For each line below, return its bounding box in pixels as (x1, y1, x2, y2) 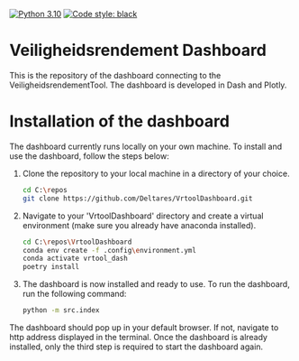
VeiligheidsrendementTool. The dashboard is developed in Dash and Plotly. (9, 79, 287, 90)
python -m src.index (22, 306, 100, 315)
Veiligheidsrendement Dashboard (9, 41, 267, 60)
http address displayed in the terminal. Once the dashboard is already (9, 332, 268, 342)
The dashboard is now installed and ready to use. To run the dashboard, (22, 279, 290, 290)
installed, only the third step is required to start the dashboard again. (9, 341, 264, 352)
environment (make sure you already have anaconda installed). (22, 219, 257, 230)
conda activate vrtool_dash (22, 254, 128, 264)
